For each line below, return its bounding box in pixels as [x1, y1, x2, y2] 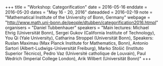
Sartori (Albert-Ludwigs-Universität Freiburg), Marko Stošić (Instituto [5, 46, 144, 51]
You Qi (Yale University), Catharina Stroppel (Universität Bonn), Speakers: [5, 35, 154, 41]
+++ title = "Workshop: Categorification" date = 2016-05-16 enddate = [5, 4, 148, 10]
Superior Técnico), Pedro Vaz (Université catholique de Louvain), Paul [5, 50, 146, 56]
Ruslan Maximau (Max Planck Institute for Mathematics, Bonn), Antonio [5, 40, 148, 46]
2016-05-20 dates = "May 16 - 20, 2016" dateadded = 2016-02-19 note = [5, 9, 153, 15]
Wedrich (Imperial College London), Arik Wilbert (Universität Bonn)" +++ [5, 56, 151, 61]
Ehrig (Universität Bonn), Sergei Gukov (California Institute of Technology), [5, 30, 156, 35]
